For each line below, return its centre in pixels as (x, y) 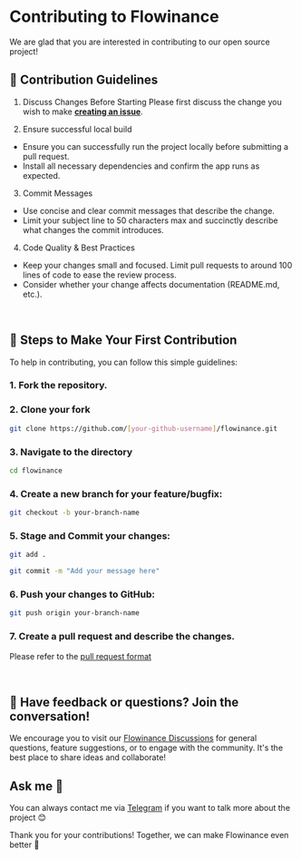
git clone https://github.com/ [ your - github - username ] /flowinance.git (144, 428)
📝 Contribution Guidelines (84, 80)
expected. (41, 175)
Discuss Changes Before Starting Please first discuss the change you (152, 102)
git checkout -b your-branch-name (75, 513)
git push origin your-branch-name (75, 613)
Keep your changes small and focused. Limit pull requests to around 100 (157, 265)
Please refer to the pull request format (81, 656)
